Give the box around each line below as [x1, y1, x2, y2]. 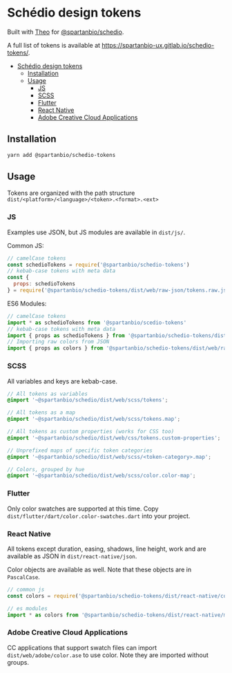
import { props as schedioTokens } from [7, 332, 126, 339]
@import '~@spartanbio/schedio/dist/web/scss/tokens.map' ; [7, 416, 181, 423]
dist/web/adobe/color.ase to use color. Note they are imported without [7, 651, 209, 659]
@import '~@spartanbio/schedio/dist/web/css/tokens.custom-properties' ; [7, 434, 221, 442]
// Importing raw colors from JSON [7, 339, 110, 345]
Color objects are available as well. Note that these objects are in [7, 565, 192, 574]
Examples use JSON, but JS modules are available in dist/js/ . [7, 228, 186, 236]
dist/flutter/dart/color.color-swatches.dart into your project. [7, 511, 191, 520]
